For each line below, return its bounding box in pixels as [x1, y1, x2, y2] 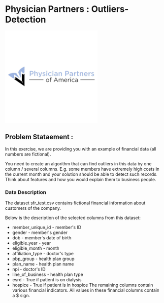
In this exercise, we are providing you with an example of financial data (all [5, 146, 157, 151]
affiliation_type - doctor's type [12, 251, 74, 257]
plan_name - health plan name [12, 261, 74, 267]
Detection [5, 14, 46, 25]
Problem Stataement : [5, 133, 73, 141]
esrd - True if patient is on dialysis [12, 277, 82, 283]
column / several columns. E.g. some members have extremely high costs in [5, 166, 160, 172]
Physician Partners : [5, 3, 90, 15]
